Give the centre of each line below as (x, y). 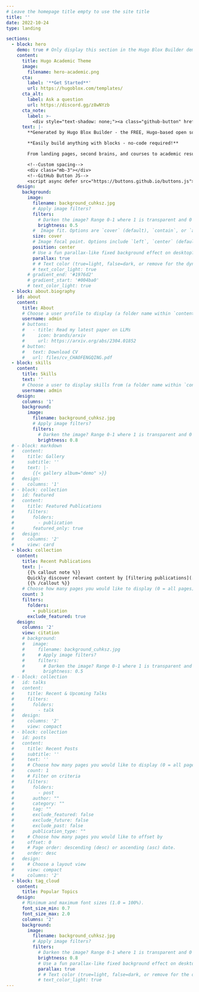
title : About (38, 308)
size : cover (47, 236)
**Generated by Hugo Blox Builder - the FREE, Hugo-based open (107, 133)
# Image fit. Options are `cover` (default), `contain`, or (109, 231)
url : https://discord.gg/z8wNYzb (69, 105)
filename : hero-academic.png (63, 72)
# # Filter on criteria (46, 776)
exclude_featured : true (57, 616)
